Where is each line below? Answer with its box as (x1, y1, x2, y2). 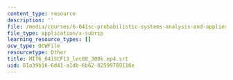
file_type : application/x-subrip (7, 29, 104, 37)
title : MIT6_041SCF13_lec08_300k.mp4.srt (7, 56, 129, 63)
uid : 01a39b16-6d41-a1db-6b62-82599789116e (7, 62, 135, 69)
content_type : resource (7, 10, 76, 17)
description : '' (7, 17, 54, 24)
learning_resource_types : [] (7, 36, 92, 43)
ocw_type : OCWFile (7, 42, 60, 49)
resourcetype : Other (7, 49, 67, 56)
